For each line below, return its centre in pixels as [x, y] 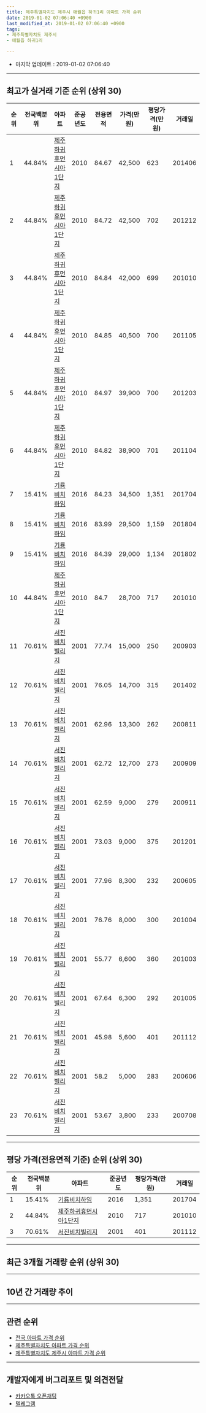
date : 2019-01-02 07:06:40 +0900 [49, 18]
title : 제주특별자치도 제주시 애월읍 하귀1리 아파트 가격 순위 [74, 12]
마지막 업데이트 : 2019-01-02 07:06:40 [63, 64]
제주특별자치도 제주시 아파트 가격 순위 [60, 1353]
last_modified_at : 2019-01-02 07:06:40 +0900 [65, 23]
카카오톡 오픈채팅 [36, 1396]
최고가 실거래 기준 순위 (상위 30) [64, 91]
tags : [13, 29]
